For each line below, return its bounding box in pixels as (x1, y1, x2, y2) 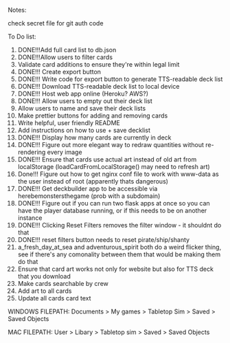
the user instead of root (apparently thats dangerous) (17, 177, 169, 185)
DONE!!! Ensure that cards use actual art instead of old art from (17, 155, 197, 164)
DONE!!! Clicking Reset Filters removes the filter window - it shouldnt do (17, 221, 222, 229)
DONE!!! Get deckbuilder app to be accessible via (17, 185, 158, 192)
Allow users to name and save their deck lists (17, 104, 146, 112)
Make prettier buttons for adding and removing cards (17, 111, 168, 120)
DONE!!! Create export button (17, 68, 102, 76)
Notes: (8, 6, 27, 14)
